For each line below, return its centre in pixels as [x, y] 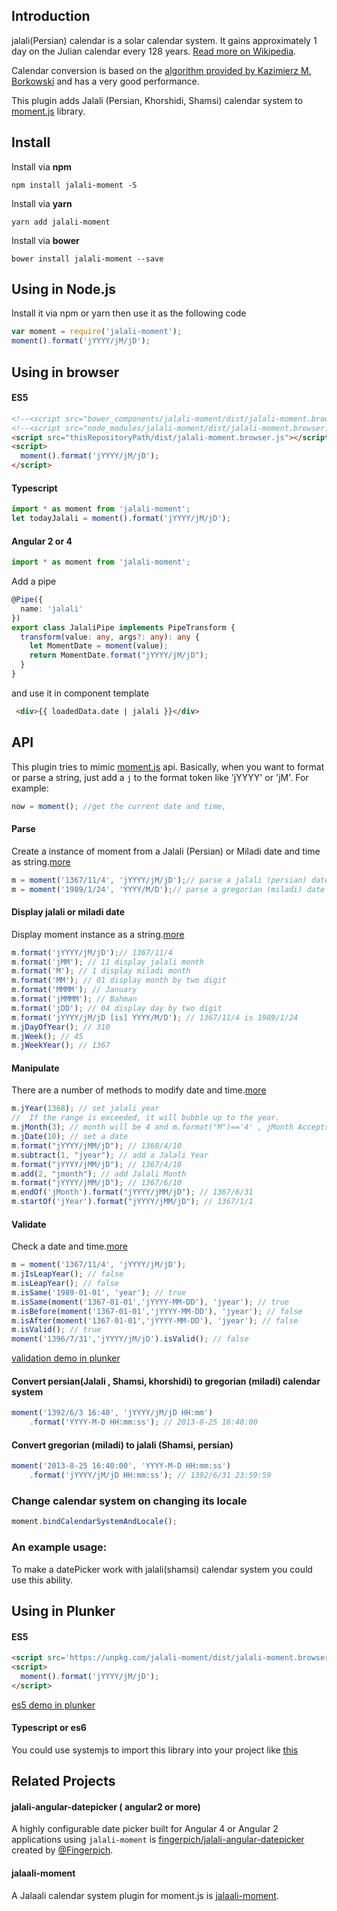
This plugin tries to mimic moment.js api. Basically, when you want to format [168, 766]
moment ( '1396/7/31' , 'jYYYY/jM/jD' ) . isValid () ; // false [130, 1339]
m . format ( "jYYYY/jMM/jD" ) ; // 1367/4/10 [97, 1164]
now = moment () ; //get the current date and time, [119, 806]
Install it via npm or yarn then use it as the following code [129, 313]
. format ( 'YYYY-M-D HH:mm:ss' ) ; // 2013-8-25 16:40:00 [143, 1422]
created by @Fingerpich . [62, 1850]
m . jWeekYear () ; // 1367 [61, 1045]
